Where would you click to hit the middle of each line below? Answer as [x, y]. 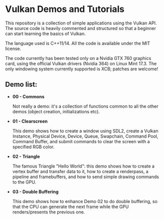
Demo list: [21, 85]
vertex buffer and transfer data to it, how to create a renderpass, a [80, 171]
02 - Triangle [26, 156]
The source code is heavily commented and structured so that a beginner [81, 28]
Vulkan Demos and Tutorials [65, 9]
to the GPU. [24, 182]
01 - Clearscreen [30, 121]
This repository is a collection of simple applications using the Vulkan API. [81, 23]
